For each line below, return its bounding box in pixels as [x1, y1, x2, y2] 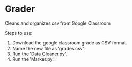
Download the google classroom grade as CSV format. [12, 39, 127, 46]
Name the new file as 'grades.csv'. [12, 45, 85, 51]
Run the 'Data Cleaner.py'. [12, 51, 68, 57]
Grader [5, 3, 35, 15]
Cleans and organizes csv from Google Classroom [5, 20, 111, 26]
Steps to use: [5, 30, 33, 36]
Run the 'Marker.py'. [12, 56, 55, 62]
